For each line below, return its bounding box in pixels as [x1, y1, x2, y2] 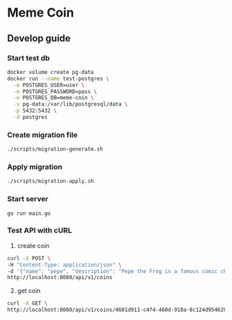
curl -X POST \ [7, 254, 51, 262]
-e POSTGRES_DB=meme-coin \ [13, 95, 95, 102]
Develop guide [7, 32, 71, 44]
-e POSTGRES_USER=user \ [13, 82, 85, 88]
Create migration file [7, 130, 78, 140]
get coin [17, 287, 41, 295]
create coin [17, 241, 50, 250]
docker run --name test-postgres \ [7, 75, 110, 82]
